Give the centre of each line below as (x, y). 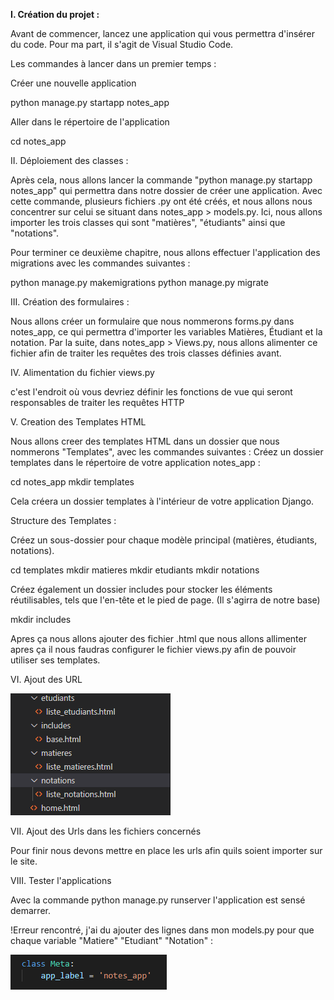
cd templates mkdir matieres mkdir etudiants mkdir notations (135, 570)
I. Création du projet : (55, 14)
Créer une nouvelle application (73, 83)
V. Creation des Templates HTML (78, 422)
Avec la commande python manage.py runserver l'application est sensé (158, 900)
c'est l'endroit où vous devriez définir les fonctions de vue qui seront (151, 392)
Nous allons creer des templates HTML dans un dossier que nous (145, 441)
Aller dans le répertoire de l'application (90, 122)
